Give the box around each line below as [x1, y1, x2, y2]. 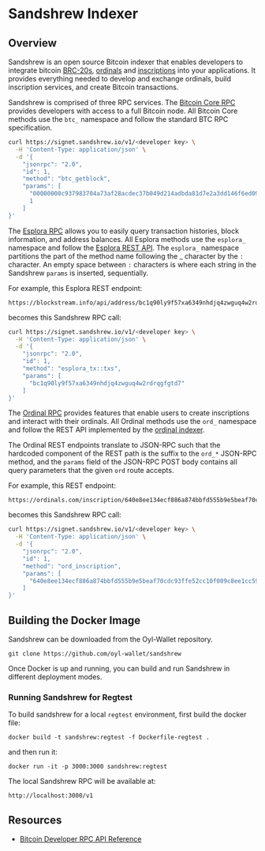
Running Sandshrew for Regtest [8, 691, 132, 702]
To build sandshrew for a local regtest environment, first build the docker [8, 709, 247, 720]
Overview [8, 36, 58, 50]
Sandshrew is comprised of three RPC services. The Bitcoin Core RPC [8, 98, 236, 107]
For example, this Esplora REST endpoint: [8, 283, 143, 293]
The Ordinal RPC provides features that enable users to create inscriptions [8, 408, 250, 418]
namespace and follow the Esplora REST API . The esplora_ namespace [8, 243, 239, 252]
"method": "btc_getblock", [22, 175, 111, 183]
